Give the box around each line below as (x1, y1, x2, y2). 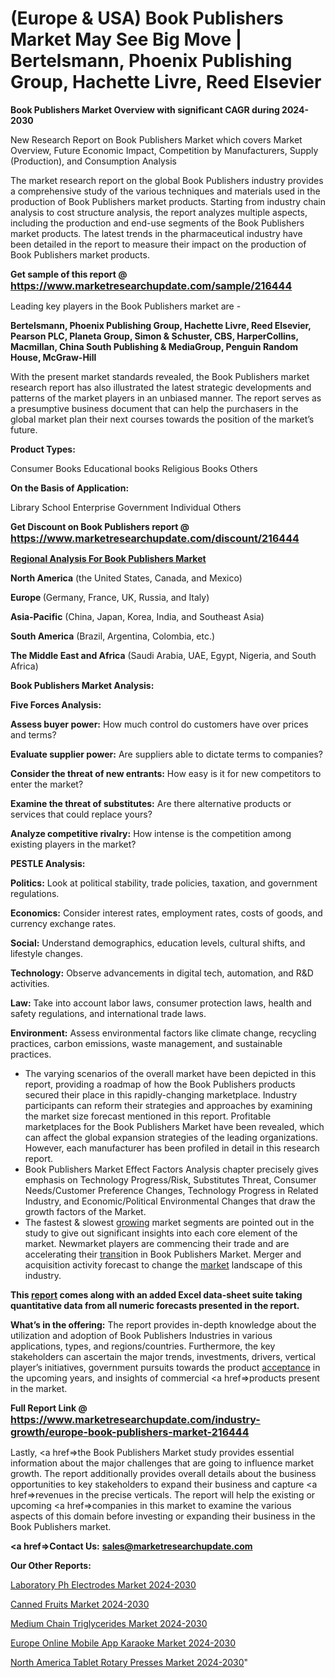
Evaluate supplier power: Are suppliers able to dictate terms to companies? (10, 748, 323, 760)
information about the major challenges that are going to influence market (10, 1457, 315, 1469)
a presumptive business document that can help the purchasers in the (10, 402, 299, 414)
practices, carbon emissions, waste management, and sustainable (10, 1037, 283, 1049)
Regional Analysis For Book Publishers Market (10, 552, 207, 564)
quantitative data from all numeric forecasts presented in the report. (10, 1299, 300, 1311)
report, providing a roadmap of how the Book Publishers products (24, 1078, 296, 1090)
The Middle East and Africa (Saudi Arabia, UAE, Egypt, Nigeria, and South (10, 649, 317, 661)
